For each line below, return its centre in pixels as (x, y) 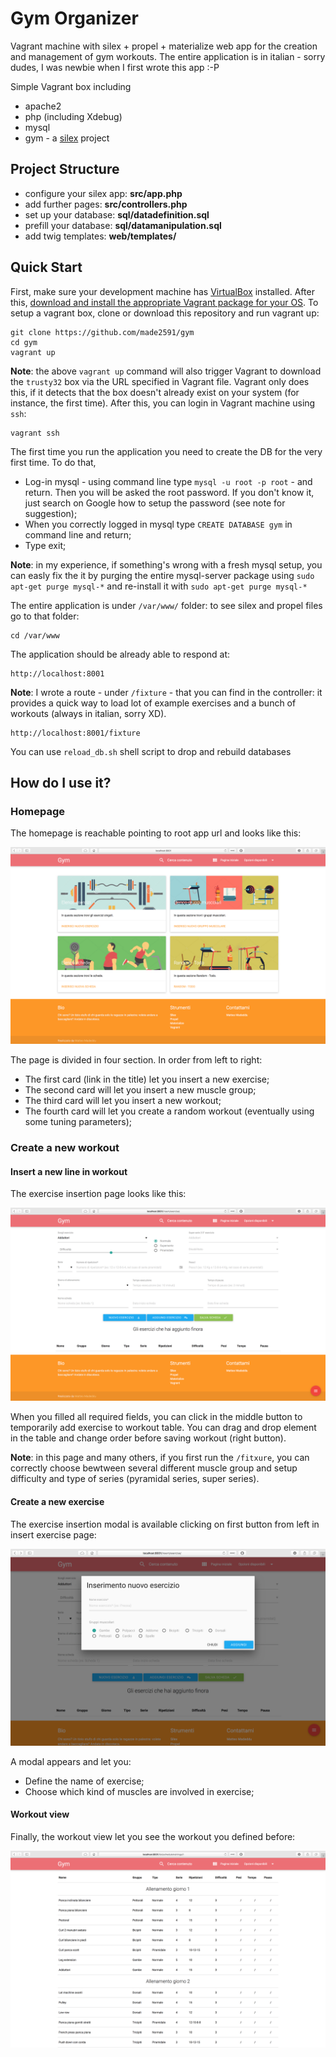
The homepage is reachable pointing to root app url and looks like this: (156, 833)
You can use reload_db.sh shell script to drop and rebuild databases (151, 751)
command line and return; (78, 534)
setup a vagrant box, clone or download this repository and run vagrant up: (165, 313)
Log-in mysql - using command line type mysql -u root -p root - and (168, 481)
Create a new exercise (57, 1502)
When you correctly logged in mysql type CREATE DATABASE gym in (158, 524)
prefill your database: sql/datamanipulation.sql (123, 225)
